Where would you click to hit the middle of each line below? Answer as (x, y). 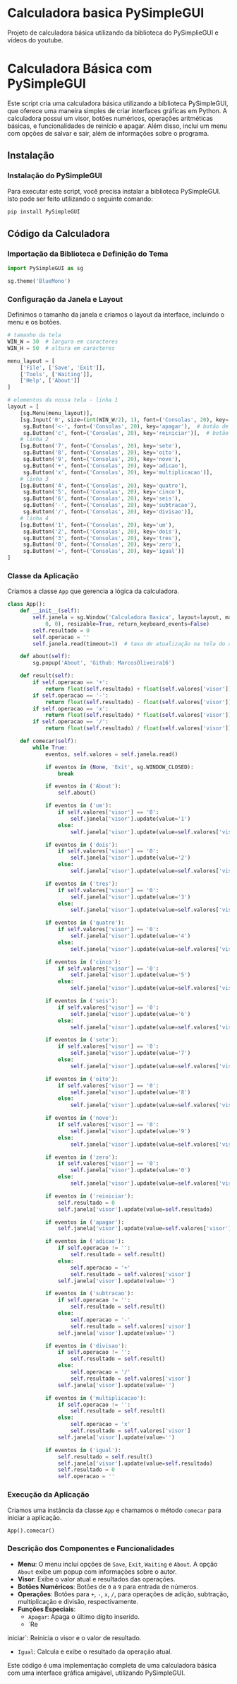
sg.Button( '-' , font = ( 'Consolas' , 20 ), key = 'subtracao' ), (110, 505)
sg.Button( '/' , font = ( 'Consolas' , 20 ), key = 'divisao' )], (108, 512)
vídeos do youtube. (35, 40)
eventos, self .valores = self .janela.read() (111, 754)
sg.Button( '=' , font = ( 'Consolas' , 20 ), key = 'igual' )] (104, 551)
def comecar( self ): (49, 741)
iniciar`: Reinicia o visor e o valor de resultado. (74, 1637)
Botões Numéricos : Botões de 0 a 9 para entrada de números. (108, 1586)
